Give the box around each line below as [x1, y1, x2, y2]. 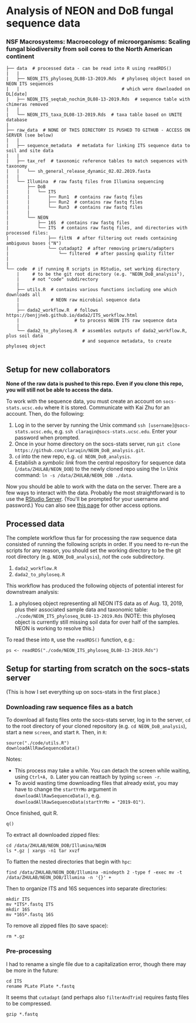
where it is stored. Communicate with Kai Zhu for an [44, 404, 170, 411]
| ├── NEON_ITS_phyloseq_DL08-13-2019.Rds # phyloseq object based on [6, 76, 191, 82]
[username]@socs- [148, 423, 191, 429]
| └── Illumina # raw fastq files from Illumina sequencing [6, 179, 164, 185]
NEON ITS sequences [6, 81, 54, 87]
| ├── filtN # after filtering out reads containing [6, 235, 177, 242]
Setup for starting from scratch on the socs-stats [6, 663, 190, 674]
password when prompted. [14, 434, 80, 442]
